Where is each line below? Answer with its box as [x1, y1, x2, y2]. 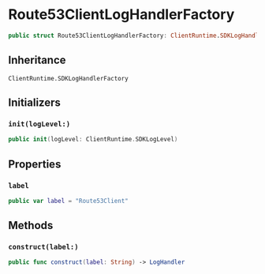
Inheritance [8, 54, 66, 67]
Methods [8, 219, 54, 232]
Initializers [8, 96, 62, 110]
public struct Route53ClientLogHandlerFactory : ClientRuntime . [8, 32, 221, 39]
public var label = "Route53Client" [8, 197, 129, 205]
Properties [8, 157, 62, 171]
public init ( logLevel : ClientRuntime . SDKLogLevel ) [8, 136, 178, 144]
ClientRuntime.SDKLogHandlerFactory [8, 74, 129, 82]
